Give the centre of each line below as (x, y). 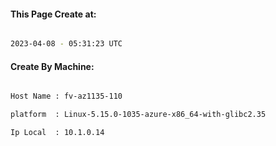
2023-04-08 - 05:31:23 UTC (66, 44)
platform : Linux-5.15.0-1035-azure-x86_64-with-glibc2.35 (138, 115)
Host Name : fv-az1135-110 (66, 96)
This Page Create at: (53, 14)
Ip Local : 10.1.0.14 (57, 133)
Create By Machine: (52, 66)
